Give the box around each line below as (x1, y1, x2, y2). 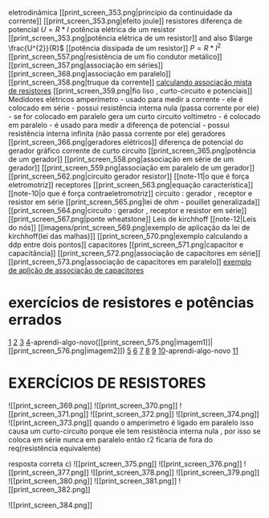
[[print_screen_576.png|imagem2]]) (8, 346, 126, 356)
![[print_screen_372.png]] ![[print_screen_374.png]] (90, 409, 259, 418)
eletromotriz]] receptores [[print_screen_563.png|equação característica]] (8, 179, 254, 189)
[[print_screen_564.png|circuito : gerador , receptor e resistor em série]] (8, 205, 247, 215)
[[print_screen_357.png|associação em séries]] (8, 60, 163, 70)
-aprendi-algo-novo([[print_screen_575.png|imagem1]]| (30, 337, 213, 347)
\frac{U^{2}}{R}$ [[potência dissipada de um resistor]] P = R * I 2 (8, 42, 222, 52)
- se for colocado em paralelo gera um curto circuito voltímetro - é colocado (8, 111, 261, 121)
